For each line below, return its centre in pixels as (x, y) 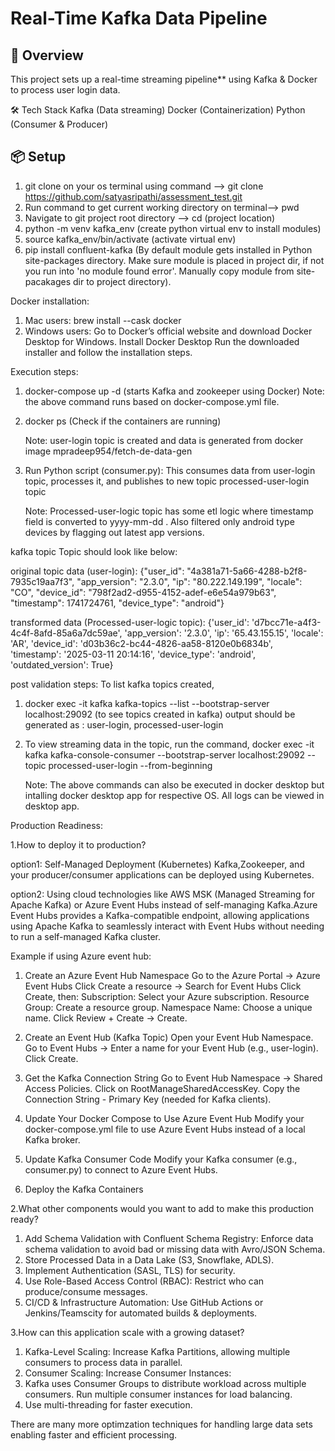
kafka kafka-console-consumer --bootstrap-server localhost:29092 (165, 754)
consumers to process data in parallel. (103, 1362)
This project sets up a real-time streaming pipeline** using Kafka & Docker (164, 79)
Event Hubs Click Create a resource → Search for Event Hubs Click (163, 986)
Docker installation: (50, 301)
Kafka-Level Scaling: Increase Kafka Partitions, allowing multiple (157, 1351)
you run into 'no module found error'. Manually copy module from (159, 271)
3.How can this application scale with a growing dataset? (127, 1332)
